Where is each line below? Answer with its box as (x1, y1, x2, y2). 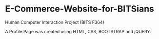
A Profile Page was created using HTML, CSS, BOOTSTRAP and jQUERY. (5, 28, 151, 34)
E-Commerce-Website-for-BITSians (5, 3, 155, 14)
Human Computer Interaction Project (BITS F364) (5, 19, 105, 25)
